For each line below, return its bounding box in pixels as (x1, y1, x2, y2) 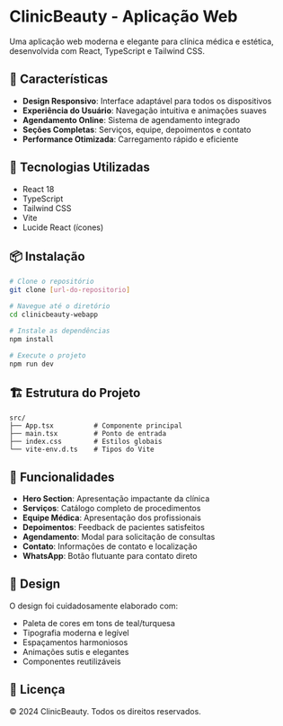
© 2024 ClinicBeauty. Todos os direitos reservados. (9, 705, 202, 716)
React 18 (22, 183, 55, 194)
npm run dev (9, 359, 54, 368)
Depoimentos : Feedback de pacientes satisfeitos (22, 522, 205, 532)
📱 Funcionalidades (9, 469, 115, 484)
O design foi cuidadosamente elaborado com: (9, 600, 179, 611)
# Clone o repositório (9, 277, 94, 287)
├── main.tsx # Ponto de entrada (9, 429, 167, 438)
